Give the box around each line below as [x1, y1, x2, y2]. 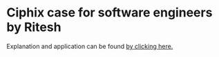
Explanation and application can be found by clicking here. [6, 42, 173, 50]
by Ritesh [6, 19, 61, 35]
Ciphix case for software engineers [6, 5, 213, 21]
